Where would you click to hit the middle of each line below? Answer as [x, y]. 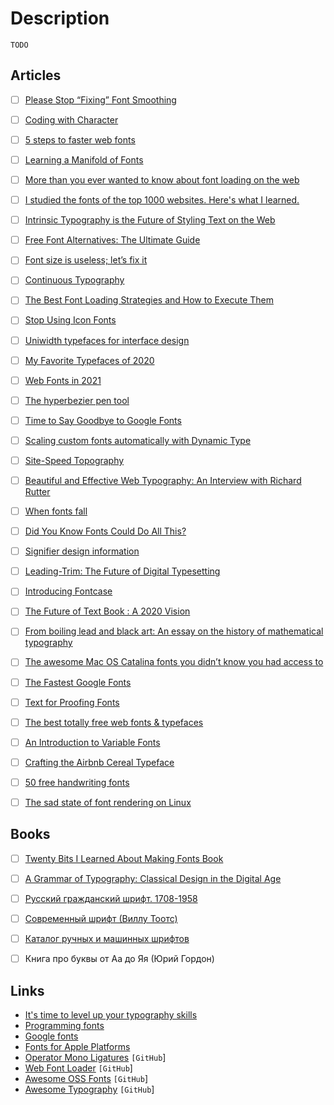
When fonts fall [56, 511]
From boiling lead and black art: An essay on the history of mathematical [174, 631]
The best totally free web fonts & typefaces [114, 722]
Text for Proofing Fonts [72, 702]
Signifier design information [82, 551]
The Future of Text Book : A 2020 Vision [107, 611]
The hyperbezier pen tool [77, 400]
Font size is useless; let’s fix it [86, 260]
